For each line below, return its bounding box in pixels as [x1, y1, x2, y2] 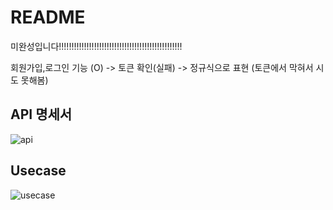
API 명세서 [10, 106, 73, 123]
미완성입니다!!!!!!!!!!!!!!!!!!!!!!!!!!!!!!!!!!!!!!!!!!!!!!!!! [10, 40, 183, 52]
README [10, 6, 86, 29]
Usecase [10, 162, 67, 180]
